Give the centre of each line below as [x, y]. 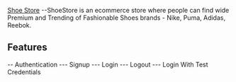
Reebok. [19, 25]
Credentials [24, 72]
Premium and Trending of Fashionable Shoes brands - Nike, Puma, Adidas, [116, 18]
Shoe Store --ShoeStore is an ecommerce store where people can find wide [118, 10]
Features [27, 48]
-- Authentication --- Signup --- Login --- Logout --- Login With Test [108, 64]
